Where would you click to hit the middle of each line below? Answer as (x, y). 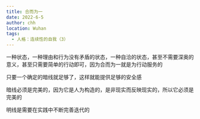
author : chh (21, 23)
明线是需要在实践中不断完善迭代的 (48, 110)
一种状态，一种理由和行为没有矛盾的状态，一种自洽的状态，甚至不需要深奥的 (100, 57)
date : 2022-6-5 (25, 17)
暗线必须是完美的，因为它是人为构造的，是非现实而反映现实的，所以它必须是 (100, 90)
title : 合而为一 (24, 12)
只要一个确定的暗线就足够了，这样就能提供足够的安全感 (74, 77)
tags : (13, 34)
